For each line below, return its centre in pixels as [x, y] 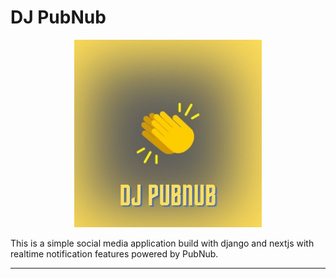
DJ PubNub [58, 17]
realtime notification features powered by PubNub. [114, 253]
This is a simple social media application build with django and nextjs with [162, 243]
